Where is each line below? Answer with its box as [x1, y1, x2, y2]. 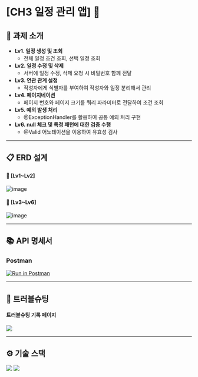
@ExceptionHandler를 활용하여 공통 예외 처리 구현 [23, 114, 141, 121]
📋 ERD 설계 [6, 153, 48, 163]
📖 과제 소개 [6, 31, 44, 41]
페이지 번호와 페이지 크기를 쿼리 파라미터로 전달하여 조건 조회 [23, 99, 164, 106]
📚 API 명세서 [6, 236, 53, 246]
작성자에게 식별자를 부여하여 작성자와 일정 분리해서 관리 [23, 84, 151, 91]
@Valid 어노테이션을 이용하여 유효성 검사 [23, 128, 118, 135]
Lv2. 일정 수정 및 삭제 [14, 62, 64, 69]
